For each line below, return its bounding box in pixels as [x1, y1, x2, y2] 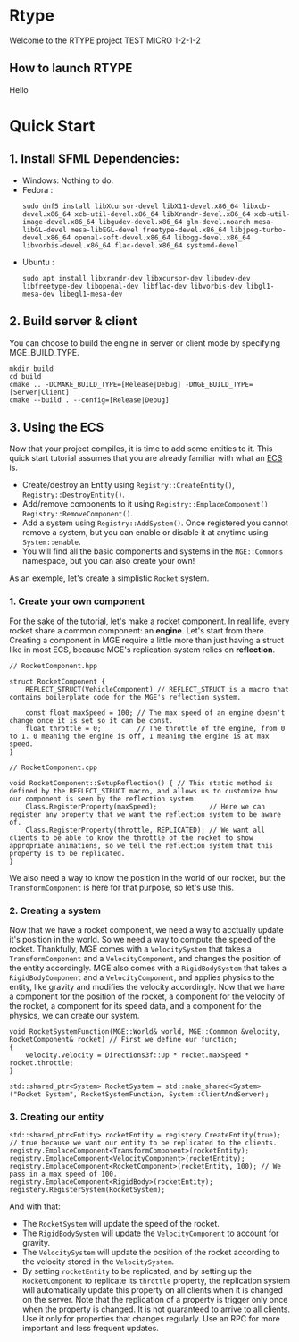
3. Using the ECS [9, 419, 104, 434]
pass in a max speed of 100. [9, 1170, 118, 1179]
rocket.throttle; [9, 1058, 74, 1068]
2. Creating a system [9, 904, 101, 917]
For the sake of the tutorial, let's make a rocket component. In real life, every [9, 616, 290, 626]
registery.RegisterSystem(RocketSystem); [9, 1186, 166, 1195]
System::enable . [21, 537, 82, 548]
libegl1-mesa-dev [58, 289, 123, 298]
